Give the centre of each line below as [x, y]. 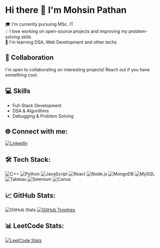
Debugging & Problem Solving [43, 116]
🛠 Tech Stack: [28, 160]
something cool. [22, 75]
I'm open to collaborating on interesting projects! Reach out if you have [78, 69]
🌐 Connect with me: [36, 131]
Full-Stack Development [37, 105]
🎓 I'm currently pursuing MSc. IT [39, 24]
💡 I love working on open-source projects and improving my [66, 31]
